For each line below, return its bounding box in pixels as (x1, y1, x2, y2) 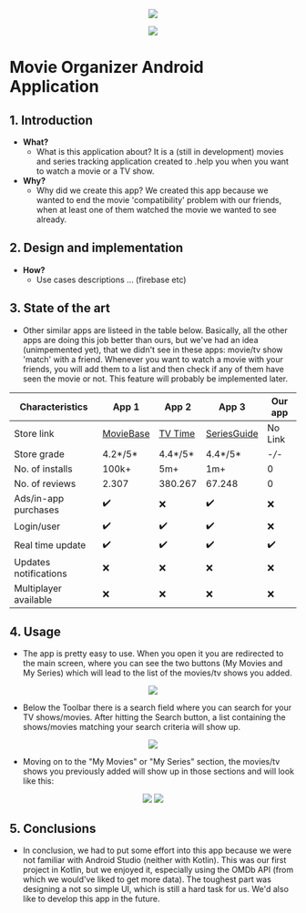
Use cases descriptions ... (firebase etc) (36, 274, 187, 285)
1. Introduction (9, 112, 93, 127)
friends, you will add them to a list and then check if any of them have (22, 363, 284, 374)
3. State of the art (9, 300, 111, 316)
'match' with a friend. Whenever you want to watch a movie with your (22, 353, 284, 364)
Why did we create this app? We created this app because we (36, 185, 269, 196)
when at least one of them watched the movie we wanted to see (36, 205, 277, 215)
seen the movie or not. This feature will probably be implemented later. (22, 373, 289, 384)
